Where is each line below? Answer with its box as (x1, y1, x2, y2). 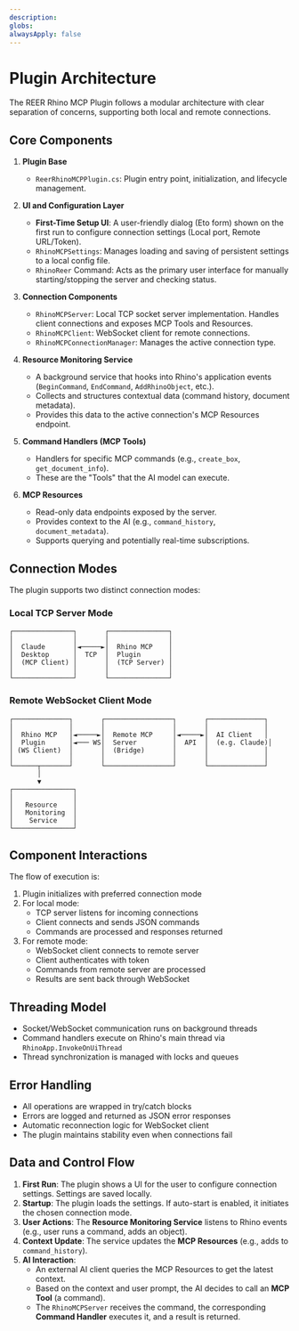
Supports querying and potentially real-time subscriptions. (35, 535, 250, 546)
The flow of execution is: (9, 872, 101, 882)
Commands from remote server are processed (35, 964, 206, 975)
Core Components (9, 133, 113, 148)
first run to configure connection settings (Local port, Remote (35, 227, 261, 238)
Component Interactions (9, 848, 148, 863)
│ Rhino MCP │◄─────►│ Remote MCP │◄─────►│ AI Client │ (9, 730, 269, 739)
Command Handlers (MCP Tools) (21, 436, 147, 447)
